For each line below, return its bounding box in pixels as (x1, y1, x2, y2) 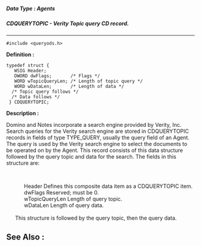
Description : (6, 110, 39, 117)
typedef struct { (6, 63, 50, 69)
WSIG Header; (14, 68, 47, 74)
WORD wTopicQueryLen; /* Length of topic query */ (14, 78, 144, 84)
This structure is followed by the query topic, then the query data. (14, 214, 177, 221)
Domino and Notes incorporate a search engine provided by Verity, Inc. (6, 122, 182, 129)
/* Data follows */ (11, 94, 60, 100)
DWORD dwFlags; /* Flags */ (14, 73, 100, 79)
